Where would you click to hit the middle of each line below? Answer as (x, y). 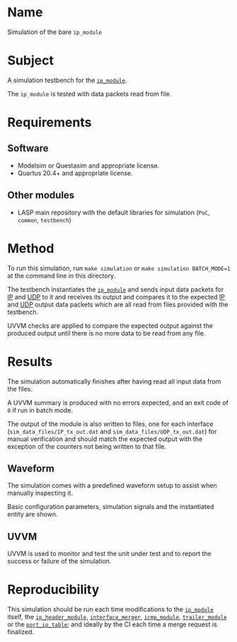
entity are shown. (33, 515)
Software (28, 148)
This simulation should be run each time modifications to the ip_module (110, 609)
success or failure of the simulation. (59, 561)
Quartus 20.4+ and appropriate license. (75, 173)
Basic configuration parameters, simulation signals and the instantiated (111, 507)
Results (30, 361)
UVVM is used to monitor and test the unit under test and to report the (109, 554)
